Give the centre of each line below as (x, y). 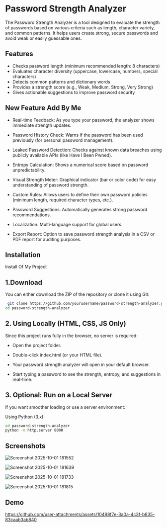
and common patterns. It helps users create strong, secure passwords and (82, 33)
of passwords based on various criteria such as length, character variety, (80, 27)
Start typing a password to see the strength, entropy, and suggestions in (86, 374)
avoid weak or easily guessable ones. (43, 38)
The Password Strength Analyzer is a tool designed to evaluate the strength (83, 22)
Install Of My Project (26, 267)
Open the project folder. (37, 345)
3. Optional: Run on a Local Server (59, 395)
